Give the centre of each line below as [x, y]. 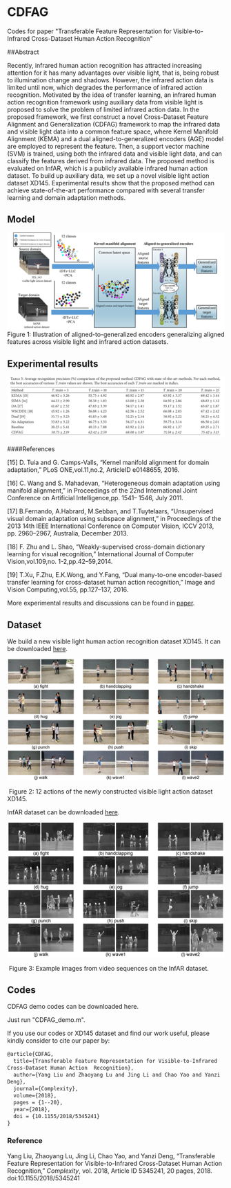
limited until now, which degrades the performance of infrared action [105, 87]
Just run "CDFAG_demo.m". [46, 1020]
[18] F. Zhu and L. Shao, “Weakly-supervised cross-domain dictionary [106, 547]
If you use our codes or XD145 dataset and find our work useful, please [109, 1033]
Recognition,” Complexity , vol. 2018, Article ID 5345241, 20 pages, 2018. [110, 1171]
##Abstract [23, 52]
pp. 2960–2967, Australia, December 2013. [68, 533]
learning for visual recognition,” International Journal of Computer [101, 554]
